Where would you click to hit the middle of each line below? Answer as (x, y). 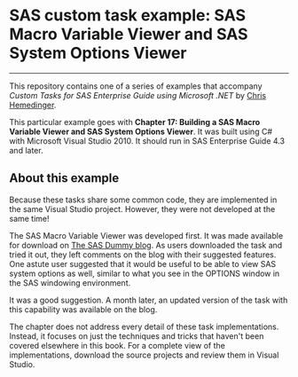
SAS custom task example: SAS (128, 16)
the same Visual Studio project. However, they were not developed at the (142, 208)
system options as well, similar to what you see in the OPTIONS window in (145, 273)
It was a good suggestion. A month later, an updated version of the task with (149, 300)
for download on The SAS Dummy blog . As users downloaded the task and (146, 245)
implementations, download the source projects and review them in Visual (144, 355)
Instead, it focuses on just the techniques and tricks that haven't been (137, 336)
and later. (26, 150)
